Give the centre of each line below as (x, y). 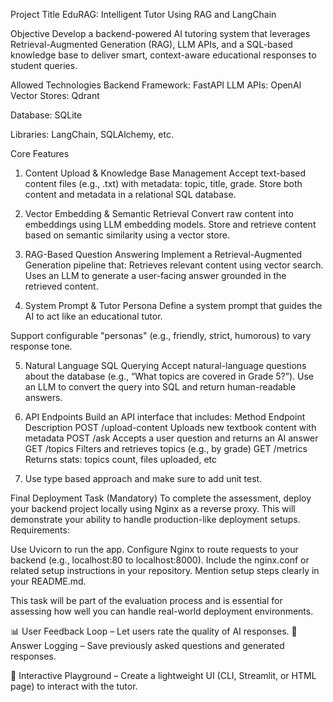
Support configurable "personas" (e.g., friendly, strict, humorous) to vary (161, 335)
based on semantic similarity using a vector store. (127, 235)
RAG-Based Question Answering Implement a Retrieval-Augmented (163, 254)
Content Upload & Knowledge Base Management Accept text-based (165, 173)
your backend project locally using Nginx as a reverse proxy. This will (153, 508)
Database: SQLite (46, 115)
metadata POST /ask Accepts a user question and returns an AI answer (171, 438)
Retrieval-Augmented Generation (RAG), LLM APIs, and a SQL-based (151, 44)
